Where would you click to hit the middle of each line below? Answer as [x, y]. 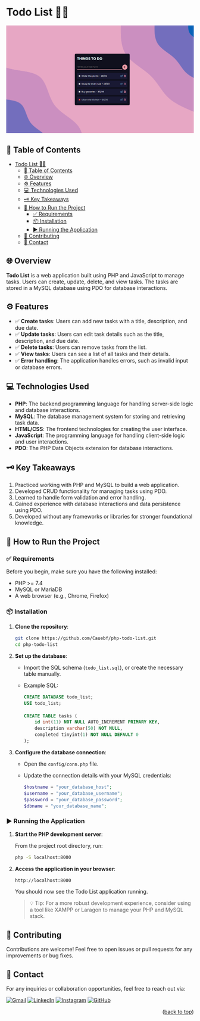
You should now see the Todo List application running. [81, 892]
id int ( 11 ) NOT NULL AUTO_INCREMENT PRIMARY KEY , [97, 722]
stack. [37, 916]
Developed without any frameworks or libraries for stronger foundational [104, 517]
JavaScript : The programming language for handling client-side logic [100, 435]
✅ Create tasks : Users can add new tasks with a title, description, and [101, 321]
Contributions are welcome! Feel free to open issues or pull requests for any [99, 950]
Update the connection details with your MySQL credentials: [97, 775]
